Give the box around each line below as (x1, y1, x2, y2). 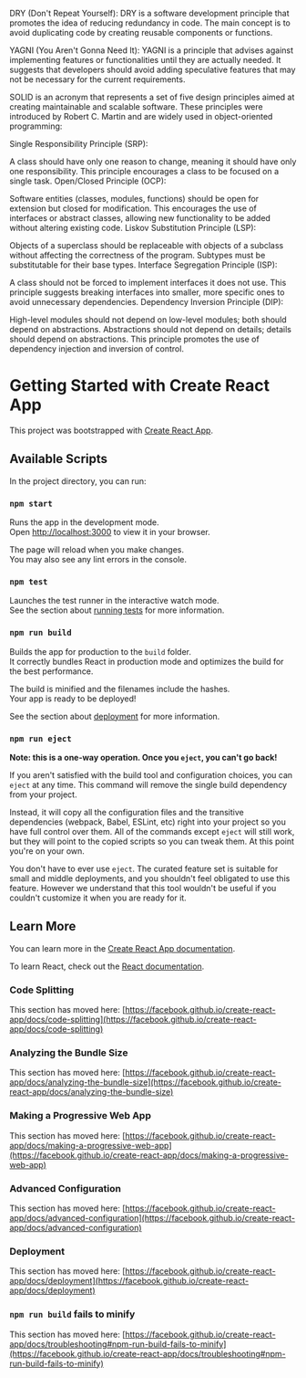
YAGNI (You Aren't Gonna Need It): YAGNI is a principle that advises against (9, 45, 294, 56)
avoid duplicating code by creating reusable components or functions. (9, 27, 273, 37)
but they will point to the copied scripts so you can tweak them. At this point (9, 836, 294, 847)
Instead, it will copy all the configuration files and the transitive (9, 806, 244, 817)
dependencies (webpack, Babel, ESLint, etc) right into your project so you (9, 816, 287, 827)
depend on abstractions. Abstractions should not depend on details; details (9, 324, 291, 334)
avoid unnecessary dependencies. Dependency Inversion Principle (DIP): (9, 297, 284, 307)
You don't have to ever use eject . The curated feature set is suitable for (9, 863, 279, 874)
